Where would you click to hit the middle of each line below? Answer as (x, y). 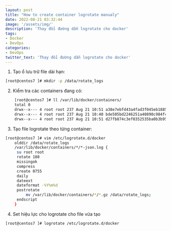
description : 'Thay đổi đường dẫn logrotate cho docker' (67, 29)
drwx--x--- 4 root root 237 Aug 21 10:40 (59, 114)
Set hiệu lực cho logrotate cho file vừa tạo (56, 214)
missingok (27, 162)
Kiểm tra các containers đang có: (48, 91)
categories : (18, 48)
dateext (25, 181)
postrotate (28, 190)
